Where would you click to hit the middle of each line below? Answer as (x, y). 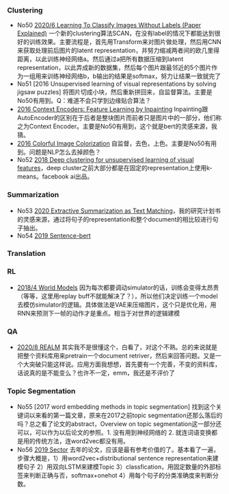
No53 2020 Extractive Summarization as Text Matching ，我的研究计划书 (119, 211)
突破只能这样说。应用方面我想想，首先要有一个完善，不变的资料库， (125, 364)
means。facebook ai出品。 (55, 176)
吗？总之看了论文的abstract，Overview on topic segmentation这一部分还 (119, 424)
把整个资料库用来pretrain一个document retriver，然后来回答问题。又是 (116, 356)
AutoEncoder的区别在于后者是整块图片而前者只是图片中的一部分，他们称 (119, 118)
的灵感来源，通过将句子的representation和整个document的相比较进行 (115, 219)
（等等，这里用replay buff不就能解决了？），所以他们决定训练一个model (117, 296)
